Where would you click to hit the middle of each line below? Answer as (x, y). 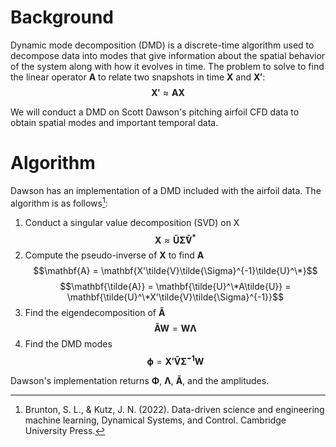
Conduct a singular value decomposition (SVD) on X (132, 222)
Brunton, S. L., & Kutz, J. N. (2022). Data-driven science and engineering (174, 409)
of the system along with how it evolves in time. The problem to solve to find (167, 66)
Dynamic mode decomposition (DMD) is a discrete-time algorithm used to (162, 45)
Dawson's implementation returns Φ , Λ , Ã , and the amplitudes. (140, 380)
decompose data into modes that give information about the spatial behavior (168, 55)
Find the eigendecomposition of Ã (95, 313)
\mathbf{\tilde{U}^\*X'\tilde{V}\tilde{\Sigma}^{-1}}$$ (175, 297)
